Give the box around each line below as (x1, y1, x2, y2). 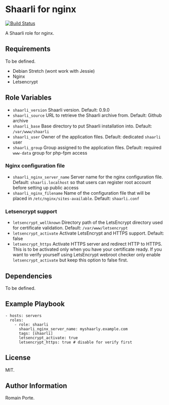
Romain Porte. (5, 395, 35, 401)
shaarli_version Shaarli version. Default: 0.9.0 (12, 107, 110, 113)
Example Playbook (5, 300, 65, 308)
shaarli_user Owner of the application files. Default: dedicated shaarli (12, 133, 161, 140)
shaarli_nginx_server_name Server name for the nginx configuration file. (12, 173, 163, 180)
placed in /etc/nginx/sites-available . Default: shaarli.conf (12, 195, 140, 201)
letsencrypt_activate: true (18, 335, 78, 340)
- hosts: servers (5, 313, 42, 318)
